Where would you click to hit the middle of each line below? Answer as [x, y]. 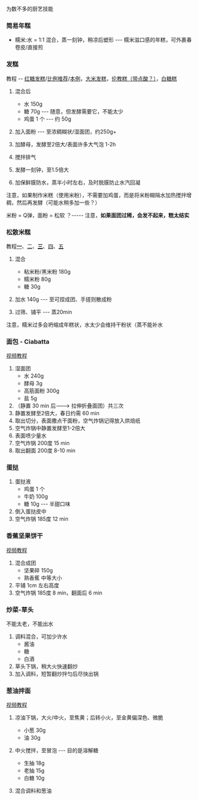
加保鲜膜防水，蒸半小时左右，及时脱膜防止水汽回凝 [78, 182]
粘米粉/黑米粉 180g [47, 271]
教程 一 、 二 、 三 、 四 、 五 [35, 246]
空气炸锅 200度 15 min [42, 443]
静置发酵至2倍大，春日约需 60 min [57, 413]
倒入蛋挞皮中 [30, 511]
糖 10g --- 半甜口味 [47, 504]
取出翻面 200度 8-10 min [45, 450]
